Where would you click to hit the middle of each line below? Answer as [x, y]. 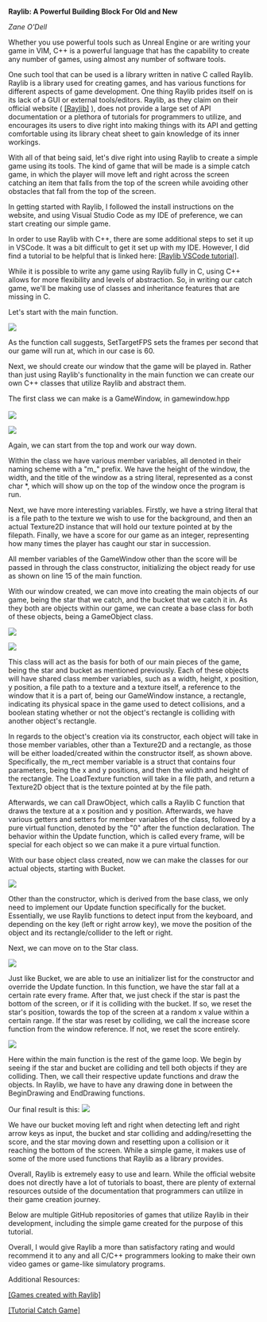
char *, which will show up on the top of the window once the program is [127, 486]
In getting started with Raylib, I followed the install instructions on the [121, 207]
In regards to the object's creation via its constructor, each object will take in [133, 736]
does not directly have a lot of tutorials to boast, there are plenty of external [132, 1182]
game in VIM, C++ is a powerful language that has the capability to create [129, 50]
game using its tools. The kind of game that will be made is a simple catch [129, 166]
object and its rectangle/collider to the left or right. [91, 932]
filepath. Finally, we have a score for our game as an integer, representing [129, 535]
